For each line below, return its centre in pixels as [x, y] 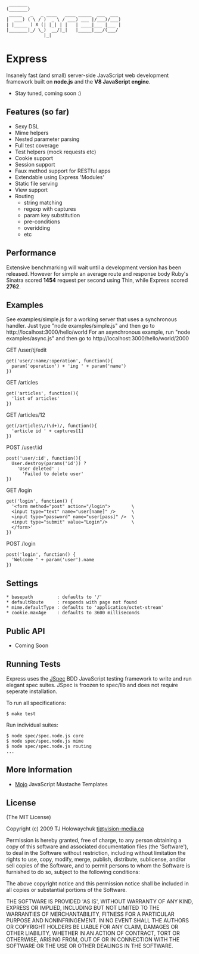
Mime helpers [32, 133]
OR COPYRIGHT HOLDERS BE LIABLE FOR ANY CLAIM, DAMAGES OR [92, 927]
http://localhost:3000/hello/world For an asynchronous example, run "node [98, 332]
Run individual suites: [32, 725]
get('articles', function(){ [42, 393]
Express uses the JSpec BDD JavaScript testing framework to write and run [99, 678]
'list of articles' [36, 399]
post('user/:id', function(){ [44, 458]
